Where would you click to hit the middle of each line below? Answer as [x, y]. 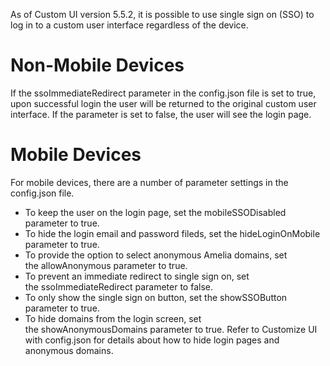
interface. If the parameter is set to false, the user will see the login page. [161, 114]
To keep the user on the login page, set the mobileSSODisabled [155, 212]
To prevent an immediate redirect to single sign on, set [137, 276]
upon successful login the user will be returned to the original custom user [163, 103]
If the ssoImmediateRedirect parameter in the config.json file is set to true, [163, 93]
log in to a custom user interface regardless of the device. [129, 25]
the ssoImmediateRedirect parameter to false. [118, 286]
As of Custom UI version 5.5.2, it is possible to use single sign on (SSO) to [162, 14]
